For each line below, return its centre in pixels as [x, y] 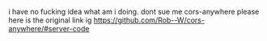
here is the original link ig [50, 20]
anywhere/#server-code [49, 29]
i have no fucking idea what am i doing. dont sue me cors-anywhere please [134, 12]
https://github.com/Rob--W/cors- [149, 20]
